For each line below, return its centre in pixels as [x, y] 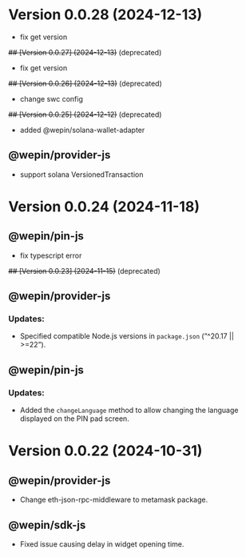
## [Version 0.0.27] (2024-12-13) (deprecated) [85, 52]
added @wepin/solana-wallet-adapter [82, 130]
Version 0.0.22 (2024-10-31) [105, 451]
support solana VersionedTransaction [81, 174]
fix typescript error [51, 255]
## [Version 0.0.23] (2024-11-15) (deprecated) [85, 270]
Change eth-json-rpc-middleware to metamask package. [114, 500]
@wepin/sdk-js [47, 525]
